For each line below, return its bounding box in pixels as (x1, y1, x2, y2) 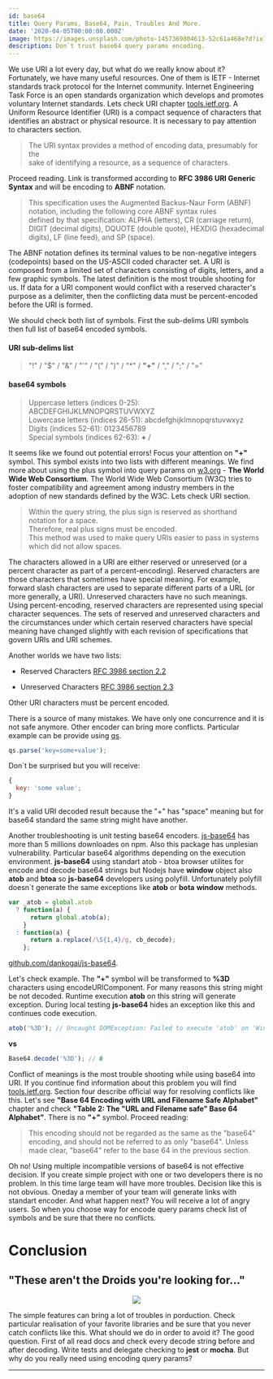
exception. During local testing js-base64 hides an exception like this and (8, 1000, 256, 1009)
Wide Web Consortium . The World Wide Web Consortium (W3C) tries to (8, 473, 252, 483)
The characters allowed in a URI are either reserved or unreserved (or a (8, 557, 248, 567)
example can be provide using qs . (8, 730, 122, 740)
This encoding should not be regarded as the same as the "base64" (28, 1128, 256, 1138)
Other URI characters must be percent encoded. (8, 698, 170, 707)
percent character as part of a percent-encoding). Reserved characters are (8, 565, 260, 575)
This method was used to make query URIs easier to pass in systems (28, 533, 260, 543)
